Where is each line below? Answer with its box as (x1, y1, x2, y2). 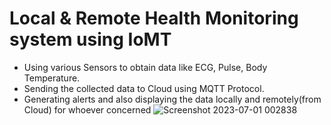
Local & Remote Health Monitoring (9, 7, 299, 30)
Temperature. (23, 72, 81, 84)
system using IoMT (9, 28, 172, 51)
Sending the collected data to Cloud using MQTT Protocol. (23, 82, 265, 94)
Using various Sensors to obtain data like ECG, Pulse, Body (23, 61, 268, 73)
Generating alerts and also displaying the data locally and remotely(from (23, 93, 322, 105)
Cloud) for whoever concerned (23, 103, 152, 116)
